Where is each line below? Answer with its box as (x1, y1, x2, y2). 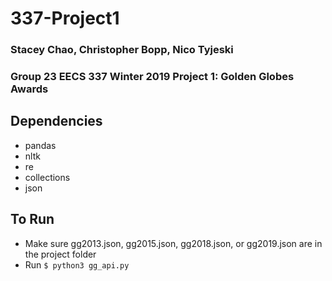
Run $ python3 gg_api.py (24, 258, 130, 271)
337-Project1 (10, 7, 120, 30)
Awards (10, 82, 49, 96)
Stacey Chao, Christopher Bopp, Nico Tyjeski (10, 43, 234, 57)
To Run (10, 211, 55, 228)
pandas (24, 139, 57, 151)
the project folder (24, 248, 97, 260)
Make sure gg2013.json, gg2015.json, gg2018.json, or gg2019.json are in (24, 237, 323, 249)
